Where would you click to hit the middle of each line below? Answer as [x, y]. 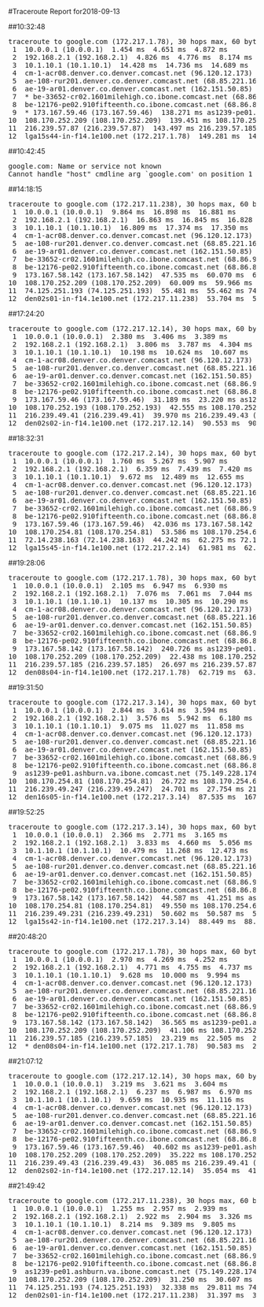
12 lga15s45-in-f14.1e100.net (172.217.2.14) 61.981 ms [122, 548]
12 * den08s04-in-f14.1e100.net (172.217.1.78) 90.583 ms [126, 1046]
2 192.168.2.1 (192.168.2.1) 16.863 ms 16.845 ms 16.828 [132, 220]
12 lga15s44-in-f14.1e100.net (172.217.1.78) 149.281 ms [125, 136]
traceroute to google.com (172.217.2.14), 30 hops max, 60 [125, 453]
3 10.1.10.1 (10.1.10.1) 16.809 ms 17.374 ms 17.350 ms [130, 228]
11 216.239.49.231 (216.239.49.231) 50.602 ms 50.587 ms [126, 913]
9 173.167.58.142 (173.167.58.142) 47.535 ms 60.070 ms [128, 275]
